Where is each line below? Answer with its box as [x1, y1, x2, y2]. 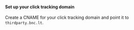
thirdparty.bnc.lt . [5, 20, 44, 26]
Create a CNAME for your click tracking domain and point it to [5, 15, 129, 20]
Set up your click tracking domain [5, 4, 75, 10]
